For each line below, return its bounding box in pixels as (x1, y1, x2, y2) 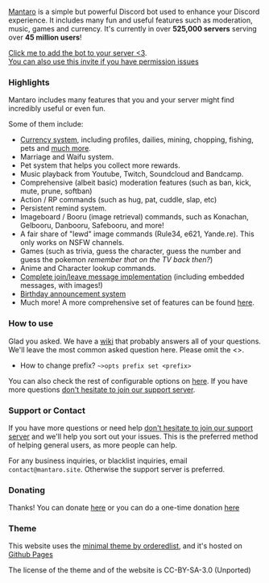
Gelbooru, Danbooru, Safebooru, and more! (19, 221, 164, 231)
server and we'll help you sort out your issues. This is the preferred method (8, 431, 259, 441)
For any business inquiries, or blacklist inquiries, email (8, 456, 188, 465)
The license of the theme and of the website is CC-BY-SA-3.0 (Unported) (8, 565, 251, 575)
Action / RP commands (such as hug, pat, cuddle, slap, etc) (19, 195, 217, 205)
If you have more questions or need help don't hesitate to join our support (8, 423, 254, 432)
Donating (8, 484, 46, 495)
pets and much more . (19, 144, 91, 153)
